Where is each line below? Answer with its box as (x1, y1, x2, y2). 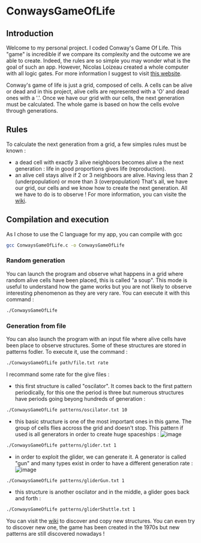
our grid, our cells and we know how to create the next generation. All (14, 184, 188, 191)
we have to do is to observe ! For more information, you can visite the (14, 190, 187, 198)
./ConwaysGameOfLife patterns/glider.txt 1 (6, 442, 117, 448)
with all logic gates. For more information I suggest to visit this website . (6, 70, 182, 77)
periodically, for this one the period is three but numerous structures (14, 389, 184, 396)
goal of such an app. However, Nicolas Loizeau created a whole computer (6, 63, 189, 71)
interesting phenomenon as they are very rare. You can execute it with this (6, 289, 190, 297)
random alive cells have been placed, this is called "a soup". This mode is (6, 276, 188, 284)
